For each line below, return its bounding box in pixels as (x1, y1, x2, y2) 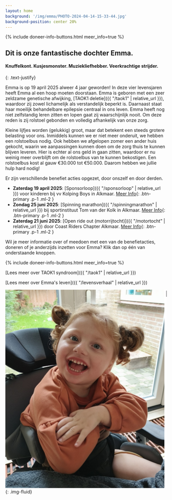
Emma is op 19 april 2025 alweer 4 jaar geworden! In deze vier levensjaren (5, 84, 162, 90)
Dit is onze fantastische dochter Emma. (5, 49, 134, 57)
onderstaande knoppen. (5, 249, 56, 256)
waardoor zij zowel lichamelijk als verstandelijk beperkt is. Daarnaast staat (5, 101, 162, 107)
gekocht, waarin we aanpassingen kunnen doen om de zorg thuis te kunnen (5, 143, 165, 149)
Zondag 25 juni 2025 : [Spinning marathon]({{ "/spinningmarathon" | (12, 201, 157, 207)
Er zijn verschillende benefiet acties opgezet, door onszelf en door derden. (5, 175, 163, 181)
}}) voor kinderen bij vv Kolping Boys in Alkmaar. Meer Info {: (12, 190, 140, 197)
